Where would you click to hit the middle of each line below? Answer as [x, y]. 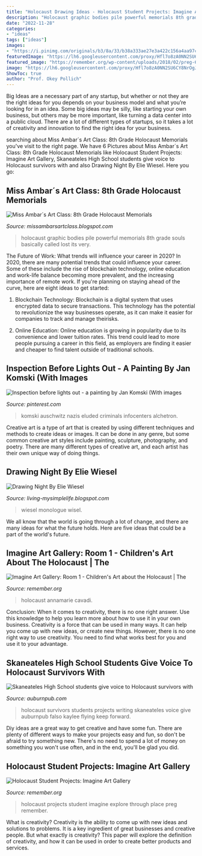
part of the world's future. [38, 534]
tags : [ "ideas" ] [26, 40]
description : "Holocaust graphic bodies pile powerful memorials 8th [95, 17]
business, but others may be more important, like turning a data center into [99, 116]
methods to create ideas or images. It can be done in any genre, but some [98, 433]
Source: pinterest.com [34, 404]
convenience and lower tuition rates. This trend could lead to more [97, 337]
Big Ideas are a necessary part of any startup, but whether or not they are [97, 96]
